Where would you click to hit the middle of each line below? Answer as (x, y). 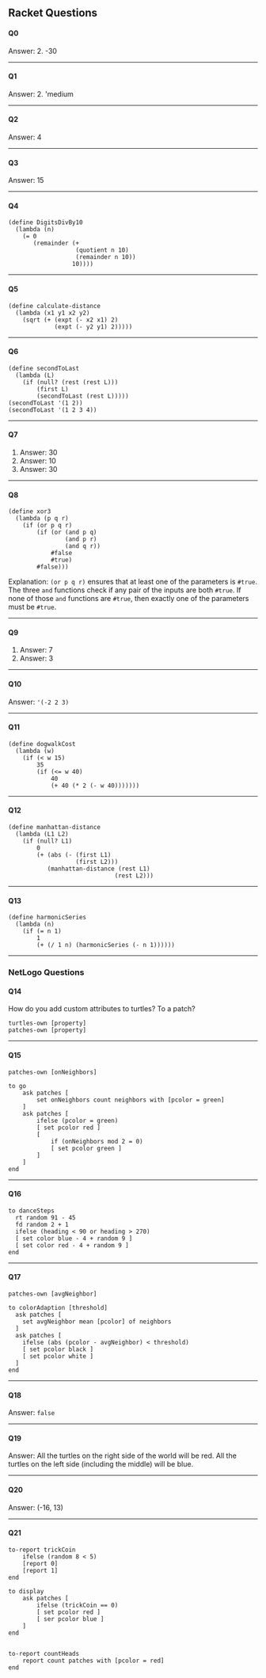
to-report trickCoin (42, 1550)
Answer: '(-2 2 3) (39, 702)
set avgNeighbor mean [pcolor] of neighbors (97, 1322)
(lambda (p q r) (42, 519)
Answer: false (32, 1413)
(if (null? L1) (47, 841)
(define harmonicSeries (47, 918)
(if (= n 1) (42, 931)
